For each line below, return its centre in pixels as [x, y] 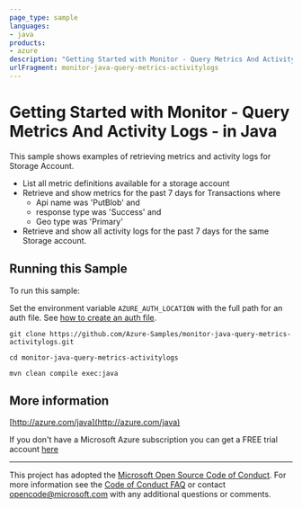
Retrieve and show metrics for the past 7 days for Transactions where [151, 192]
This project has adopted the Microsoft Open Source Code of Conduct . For [148, 475]
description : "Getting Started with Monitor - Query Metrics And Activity [152, 59]
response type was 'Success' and [98, 211]
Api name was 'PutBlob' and [88, 202]
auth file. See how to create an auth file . [83, 317]
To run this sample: [45, 290]
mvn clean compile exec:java [64, 373]
